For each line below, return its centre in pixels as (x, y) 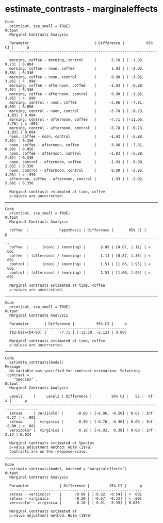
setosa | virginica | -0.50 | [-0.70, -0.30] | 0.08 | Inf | (83, 422)
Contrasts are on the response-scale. (49, 451)
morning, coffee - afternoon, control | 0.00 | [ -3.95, (77, 94)
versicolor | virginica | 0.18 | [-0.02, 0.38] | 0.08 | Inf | (83, 430)
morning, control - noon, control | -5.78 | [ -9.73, (77, 111)
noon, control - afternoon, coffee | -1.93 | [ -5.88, (77, 162)
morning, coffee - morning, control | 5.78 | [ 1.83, (77, 60)
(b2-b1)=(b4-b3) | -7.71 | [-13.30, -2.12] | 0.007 (68, 332)
